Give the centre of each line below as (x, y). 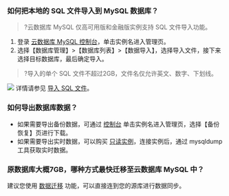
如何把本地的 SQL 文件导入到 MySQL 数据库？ (83, 10)
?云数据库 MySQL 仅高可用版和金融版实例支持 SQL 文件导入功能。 (118, 27)
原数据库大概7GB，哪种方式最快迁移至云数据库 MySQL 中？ (106, 169)
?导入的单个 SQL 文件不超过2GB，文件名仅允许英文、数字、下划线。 (121, 74)
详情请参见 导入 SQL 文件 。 (54, 88)
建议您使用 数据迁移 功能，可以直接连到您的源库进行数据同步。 (96, 185)
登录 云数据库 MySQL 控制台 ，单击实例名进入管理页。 (93, 42)
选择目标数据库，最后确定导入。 (62, 59)
